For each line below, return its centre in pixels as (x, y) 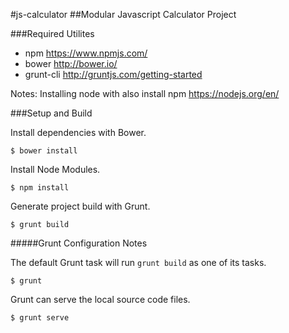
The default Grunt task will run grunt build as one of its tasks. (138, 262)
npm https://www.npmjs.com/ (86, 53)
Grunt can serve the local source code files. (100, 299)
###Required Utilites (52, 33)
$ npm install (40, 188)
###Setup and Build (51, 113)
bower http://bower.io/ (71, 63)
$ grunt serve (40, 318)
